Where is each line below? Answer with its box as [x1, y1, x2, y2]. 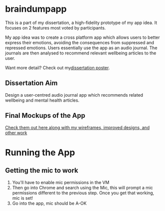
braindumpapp [5, 3, 67, 15]
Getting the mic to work [5, 166, 79, 175]
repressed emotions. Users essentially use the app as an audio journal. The [5, 45, 158, 51]
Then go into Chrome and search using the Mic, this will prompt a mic [12, 185, 153, 190]
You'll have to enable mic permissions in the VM [12, 179, 110, 185]
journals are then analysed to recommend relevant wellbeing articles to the [5, 50, 156, 56]
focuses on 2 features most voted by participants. [5, 25, 106, 30]
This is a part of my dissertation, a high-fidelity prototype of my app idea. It [5, 20, 157, 26]
